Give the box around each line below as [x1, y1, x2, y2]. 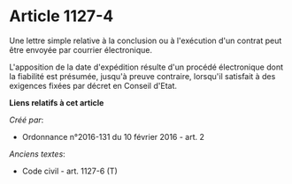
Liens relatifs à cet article [9, 97, 104, 107]
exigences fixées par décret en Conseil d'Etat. [9, 80, 178, 91]
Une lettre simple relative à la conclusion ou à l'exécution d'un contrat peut [9, 35, 282, 46]
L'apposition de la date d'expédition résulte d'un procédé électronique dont [9, 62, 284, 72]
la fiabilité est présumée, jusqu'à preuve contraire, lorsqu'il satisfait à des [9, 70, 276, 81]
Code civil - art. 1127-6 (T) [21, 166, 118, 176]
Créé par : [9, 114, 44, 125]
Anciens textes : [9, 148, 66, 159]
